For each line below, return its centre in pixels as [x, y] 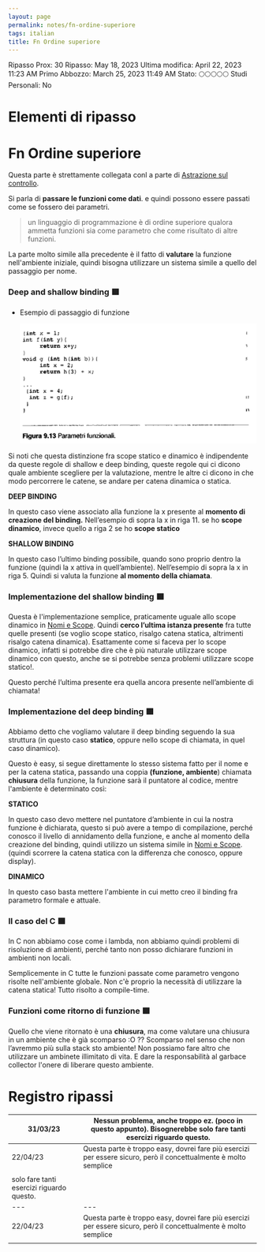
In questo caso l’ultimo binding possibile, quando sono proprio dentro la [125, 559]
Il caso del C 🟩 [37, 921]
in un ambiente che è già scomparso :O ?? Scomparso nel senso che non [127, 1039]
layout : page [30, 17]
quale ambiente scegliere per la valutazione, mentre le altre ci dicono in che [131, 473]
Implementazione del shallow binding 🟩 [86, 596]
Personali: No [30, 85]
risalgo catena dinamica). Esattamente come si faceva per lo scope [117, 641]
